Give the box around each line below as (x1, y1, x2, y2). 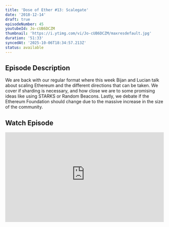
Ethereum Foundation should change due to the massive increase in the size (5, 99, 163, 105)
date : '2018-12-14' (5, 12, 46, 17)
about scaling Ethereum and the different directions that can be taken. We (5, 82, 158, 88)
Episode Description (5, 64, 70, 72)
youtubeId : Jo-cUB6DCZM (5, 26, 55, 31)
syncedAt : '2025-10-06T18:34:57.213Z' (5, 40, 87, 46)
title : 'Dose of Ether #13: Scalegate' (5, 7, 89, 13)
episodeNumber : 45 (5, 21, 44, 27)
